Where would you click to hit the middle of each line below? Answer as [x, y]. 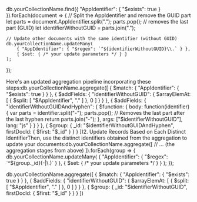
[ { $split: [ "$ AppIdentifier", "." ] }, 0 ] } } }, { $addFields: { [76, 100]
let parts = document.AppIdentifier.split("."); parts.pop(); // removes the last [97, 21]
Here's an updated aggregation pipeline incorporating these [79, 82]
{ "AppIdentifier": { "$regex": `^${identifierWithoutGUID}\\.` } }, [104, 49]
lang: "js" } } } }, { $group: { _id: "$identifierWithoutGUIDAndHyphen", [90, 125]
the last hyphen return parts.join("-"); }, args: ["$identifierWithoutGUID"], [94, 119]
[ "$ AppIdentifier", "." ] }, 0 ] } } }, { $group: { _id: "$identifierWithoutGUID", [97, 187]
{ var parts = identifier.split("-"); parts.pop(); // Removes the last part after [96, 113]
